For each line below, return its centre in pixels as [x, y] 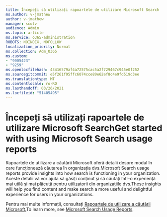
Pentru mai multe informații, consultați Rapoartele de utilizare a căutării [78, 204]
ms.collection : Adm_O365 [31, 51]
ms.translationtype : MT [30, 79]
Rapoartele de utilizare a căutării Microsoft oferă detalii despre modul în [79, 163]
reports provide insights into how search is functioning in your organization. [83, 173]
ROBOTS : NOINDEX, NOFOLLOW [34, 42]
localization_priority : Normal [38, 47]
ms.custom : [17, 56]
